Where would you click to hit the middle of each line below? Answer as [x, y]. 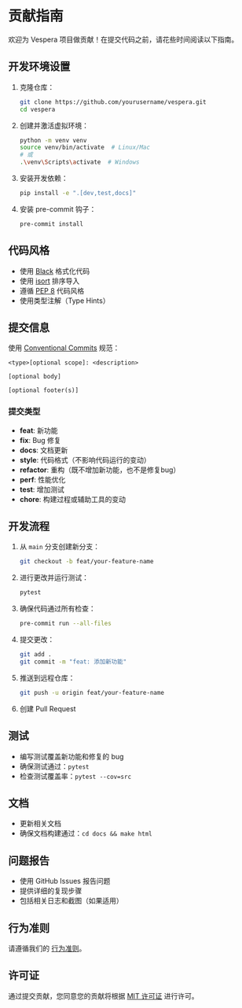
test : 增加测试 [42, 489]
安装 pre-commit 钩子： [58, 209]
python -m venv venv [53, 140]
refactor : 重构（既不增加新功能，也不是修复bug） [100, 470]
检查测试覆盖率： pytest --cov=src [75, 776]
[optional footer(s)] [44, 390]
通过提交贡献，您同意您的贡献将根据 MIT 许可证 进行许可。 [103, 995]
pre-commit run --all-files [65, 624]
